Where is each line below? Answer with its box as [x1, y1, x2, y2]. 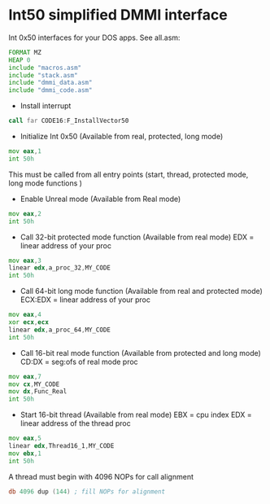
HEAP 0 [8, 55, 31, 64]
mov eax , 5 [8, 434, 42, 443]
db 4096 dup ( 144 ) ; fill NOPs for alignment [8, 487, 165, 496]
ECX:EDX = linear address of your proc [20, 295, 151, 305]
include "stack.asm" [8, 71, 79, 79]
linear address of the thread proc [20, 419, 132, 428]
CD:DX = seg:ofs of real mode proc [20, 357, 138, 366]
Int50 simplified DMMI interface [8, 6, 228, 24]
